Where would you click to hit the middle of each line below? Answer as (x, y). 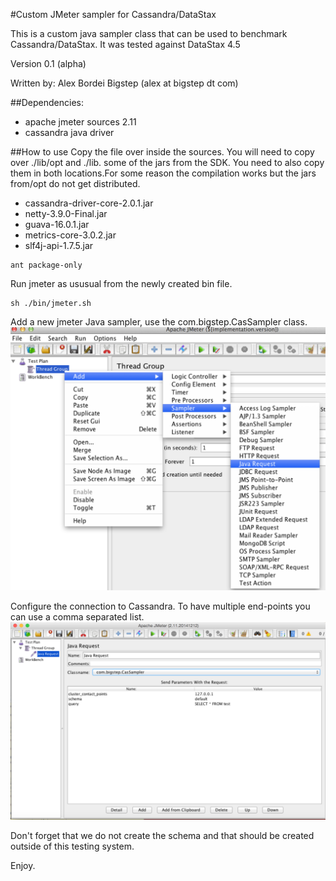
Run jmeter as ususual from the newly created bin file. (121, 283)
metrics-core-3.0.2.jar (70, 235)
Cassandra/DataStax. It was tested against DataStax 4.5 (125, 44)
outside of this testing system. (72, 846)
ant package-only (46, 265)
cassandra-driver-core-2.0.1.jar (89, 203)
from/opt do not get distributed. (75, 183)
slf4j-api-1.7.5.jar (59, 245)
